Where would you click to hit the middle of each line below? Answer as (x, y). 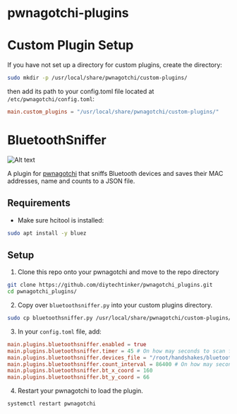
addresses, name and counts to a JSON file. (71, 181)
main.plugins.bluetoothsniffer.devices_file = (77, 357)
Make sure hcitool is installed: (61, 220)
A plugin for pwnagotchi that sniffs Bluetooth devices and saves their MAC (115, 173)
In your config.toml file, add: (60, 331)
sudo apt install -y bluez (47, 233)
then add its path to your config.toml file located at (81, 91)
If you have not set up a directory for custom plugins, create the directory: (115, 65)
